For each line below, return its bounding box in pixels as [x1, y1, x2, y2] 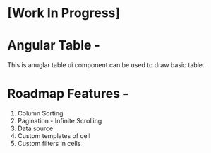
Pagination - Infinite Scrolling [17, 117, 102, 125]
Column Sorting [17, 109, 64, 118]
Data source [17, 124, 54, 132]
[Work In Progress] [7, 5, 121, 21]
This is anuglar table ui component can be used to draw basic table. [7, 61, 205, 69]
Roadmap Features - [7, 86, 129, 102]
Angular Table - [7, 38, 100, 54]
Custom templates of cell [17, 132, 90, 140]
